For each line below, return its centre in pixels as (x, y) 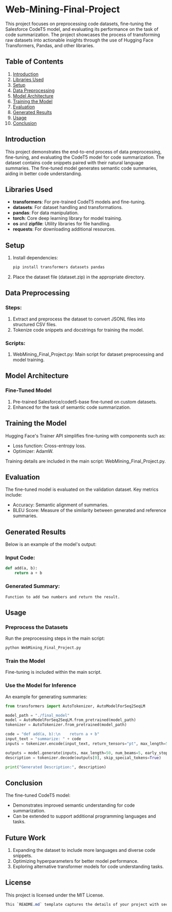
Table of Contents (35, 62)
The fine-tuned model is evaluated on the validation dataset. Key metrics (82, 489)
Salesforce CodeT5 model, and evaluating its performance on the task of (82, 29)
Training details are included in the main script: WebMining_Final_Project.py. (86, 461)
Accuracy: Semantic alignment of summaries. (61, 505)
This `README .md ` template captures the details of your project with (82, 904)
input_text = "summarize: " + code (43, 739)
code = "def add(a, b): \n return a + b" (52, 734)
